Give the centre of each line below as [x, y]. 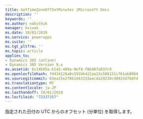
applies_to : [17, 56]
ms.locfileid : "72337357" [32, 97]
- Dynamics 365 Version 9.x [34, 65]
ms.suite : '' [19, 42]
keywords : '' [19, 19]
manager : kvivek [22, 28]
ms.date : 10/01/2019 [26, 33]
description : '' [22, 14]
